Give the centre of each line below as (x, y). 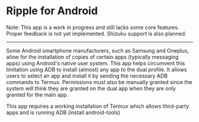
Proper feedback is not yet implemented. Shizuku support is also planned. (96, 33)
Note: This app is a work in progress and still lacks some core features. (93, 27)
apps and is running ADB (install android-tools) (63, 112)
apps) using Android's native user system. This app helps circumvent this (96, 63)
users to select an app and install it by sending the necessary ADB (87, 76)
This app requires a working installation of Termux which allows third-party (98, 106)
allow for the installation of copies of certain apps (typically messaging (92, 57)
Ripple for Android (52, 11)
